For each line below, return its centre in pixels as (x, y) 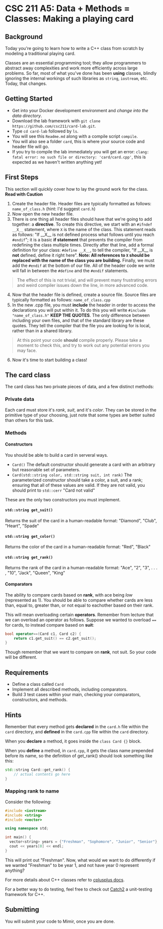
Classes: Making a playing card (69, 19)
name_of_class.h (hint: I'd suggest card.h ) (54, 209)
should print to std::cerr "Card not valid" (54, 490)
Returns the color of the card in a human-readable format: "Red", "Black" (78, 547)
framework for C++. (25, 894)
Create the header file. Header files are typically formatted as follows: (82, 203)
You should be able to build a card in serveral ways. (57, 455)
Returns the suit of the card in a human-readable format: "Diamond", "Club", (81, 521)
